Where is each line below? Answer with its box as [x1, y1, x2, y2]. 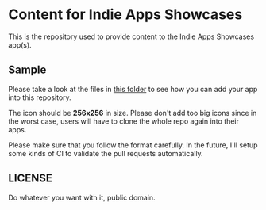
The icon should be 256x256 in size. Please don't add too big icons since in [8, 108, 257, 117]
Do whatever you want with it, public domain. [8, 193, 156, 202]
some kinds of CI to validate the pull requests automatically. [8, 148, 204, 158]
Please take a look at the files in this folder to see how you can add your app [8, 84, 258, 94]
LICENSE [8, 172, 53, 185]
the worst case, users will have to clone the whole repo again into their [8, 116, 240, 126]
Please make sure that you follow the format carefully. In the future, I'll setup [8, 140, 258, 150]
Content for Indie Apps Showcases [8, 6, 243, 24]
